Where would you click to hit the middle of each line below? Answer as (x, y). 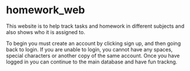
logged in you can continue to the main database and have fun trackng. (92, 62)
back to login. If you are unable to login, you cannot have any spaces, (89, 49)
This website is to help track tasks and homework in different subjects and (95, 26)
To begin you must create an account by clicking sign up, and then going (94, 43)
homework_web (46, 10)
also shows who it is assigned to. (46, 32)
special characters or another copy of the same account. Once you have (93, 55)
